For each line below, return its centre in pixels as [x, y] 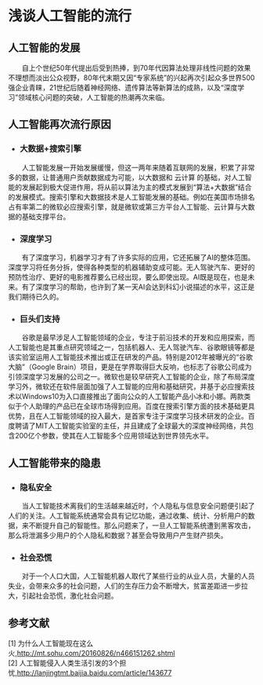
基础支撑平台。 [46, 216]
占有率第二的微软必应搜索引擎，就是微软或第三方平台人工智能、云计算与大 [128, 207]
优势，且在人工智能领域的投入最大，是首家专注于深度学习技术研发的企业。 [128, 416]
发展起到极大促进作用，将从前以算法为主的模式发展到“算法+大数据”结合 [137, 187]
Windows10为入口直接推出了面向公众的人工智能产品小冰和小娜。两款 [133, 397]
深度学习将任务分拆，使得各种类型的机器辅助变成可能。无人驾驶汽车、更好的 [131, 267]
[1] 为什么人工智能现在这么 [51, 643]
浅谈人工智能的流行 [70, 16]
